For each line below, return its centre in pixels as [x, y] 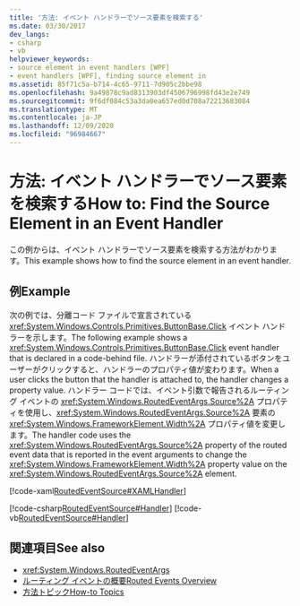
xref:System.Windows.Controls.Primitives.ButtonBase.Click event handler [144, 347]
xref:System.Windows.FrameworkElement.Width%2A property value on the [149, 463]
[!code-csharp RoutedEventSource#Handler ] [91, 508]
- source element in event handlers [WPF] [90, 68]
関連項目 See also [57, 548]
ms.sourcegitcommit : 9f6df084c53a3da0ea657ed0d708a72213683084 [130, 101]
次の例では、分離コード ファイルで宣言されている [101, 315]
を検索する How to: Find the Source [140, 204]
